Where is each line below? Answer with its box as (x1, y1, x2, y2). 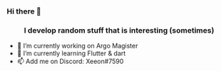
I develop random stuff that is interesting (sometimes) (24, 25, 215, 35)
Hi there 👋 (6, 6, 42, 16)
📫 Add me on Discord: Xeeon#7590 (16, 57, 124, 66)
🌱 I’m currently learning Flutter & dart (16, 49, 126, 58)
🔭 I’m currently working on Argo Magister (16, 42, 138, 50)
